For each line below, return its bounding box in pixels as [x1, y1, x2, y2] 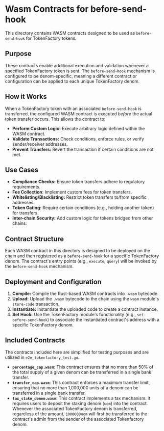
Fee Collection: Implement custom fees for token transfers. [12, 189, 132, 195]
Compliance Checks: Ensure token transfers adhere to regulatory [12, 179, 145, 185]
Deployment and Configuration [5, 277, 102, 286]
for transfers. [12, 210, 39, 216]
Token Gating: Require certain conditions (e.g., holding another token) [12, 205, 154, 211]
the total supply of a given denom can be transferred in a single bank [12, 369, 152, 375]
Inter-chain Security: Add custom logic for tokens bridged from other [12, 215, 153, 221]
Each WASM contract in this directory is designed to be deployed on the [5, 248, 150, 254]
